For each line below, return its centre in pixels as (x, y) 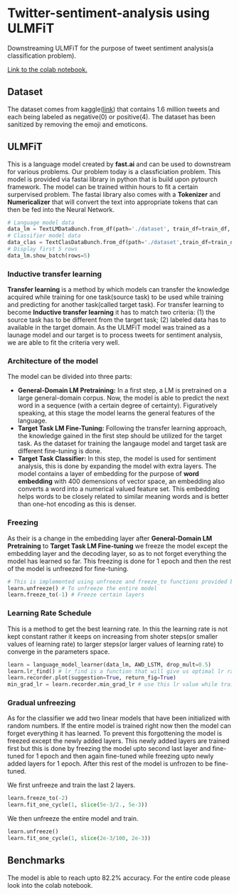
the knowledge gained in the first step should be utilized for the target (120, 436)
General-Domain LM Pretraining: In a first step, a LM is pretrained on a (122, 390)
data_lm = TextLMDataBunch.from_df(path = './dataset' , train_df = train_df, (119, 229)
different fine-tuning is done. (60, 451)
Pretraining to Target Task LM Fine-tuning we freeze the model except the (118, 546)
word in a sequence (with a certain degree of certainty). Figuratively (118, 405)
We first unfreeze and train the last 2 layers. (71, 785)
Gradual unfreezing (42, 703)
